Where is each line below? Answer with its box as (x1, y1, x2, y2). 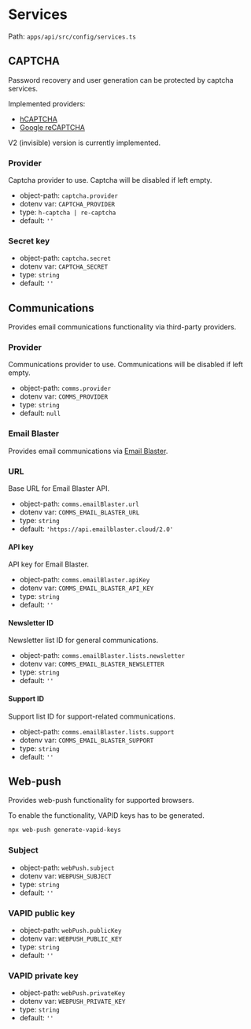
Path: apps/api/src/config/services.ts (8, 32, 136, 41)
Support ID (8, 694, 45, 704)
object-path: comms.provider (19, 384, 112, 393)
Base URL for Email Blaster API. (8, 484, 110, 493)
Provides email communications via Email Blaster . (8, 446, 168, 455)
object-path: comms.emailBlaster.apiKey (19, 575, 150, 585)
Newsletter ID (8, 618, 54, 627)
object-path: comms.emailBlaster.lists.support (19, 726, 175, 736)
